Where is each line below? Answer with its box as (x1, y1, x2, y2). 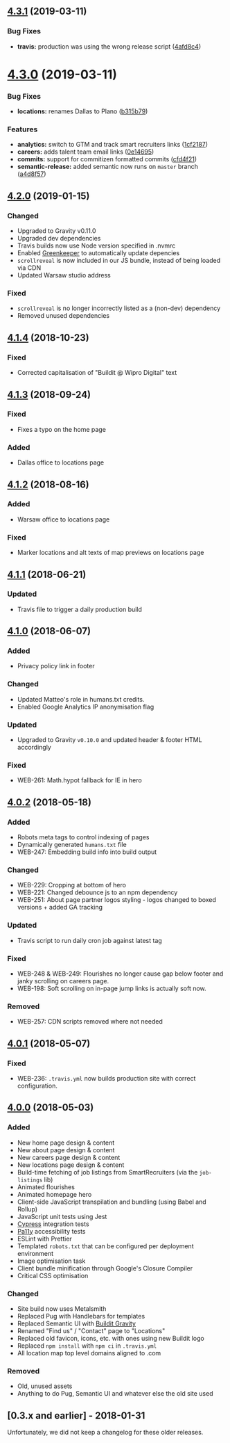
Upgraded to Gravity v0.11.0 (17, 227, 96, 235)
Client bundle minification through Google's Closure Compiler (17, 1264, 193, 1272)
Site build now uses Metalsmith (17, 1304, 107, 1313)
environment (17, 1249, 54, 1257)
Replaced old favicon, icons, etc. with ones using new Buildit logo (17, 1334, 204, 1342)
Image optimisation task (17, 1257, 86, 1265)
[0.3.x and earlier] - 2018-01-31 (7, 1410, 145, 1421)
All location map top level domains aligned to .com (17, 1348, 161, 1357)
